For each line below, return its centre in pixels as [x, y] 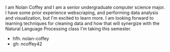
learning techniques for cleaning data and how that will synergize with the [82, 23]
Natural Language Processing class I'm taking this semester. [69, 29]
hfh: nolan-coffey [31, 38]
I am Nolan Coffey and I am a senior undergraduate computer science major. [85, 7]
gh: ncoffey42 [27, 44]
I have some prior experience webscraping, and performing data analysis [82, 13]
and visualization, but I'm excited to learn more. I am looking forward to [79, 18]
